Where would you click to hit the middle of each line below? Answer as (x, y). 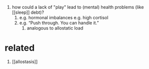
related (20, 48)
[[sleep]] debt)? (28, 12)
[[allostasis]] (25, 62)
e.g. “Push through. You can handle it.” (59, 23)
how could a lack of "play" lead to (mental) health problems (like (78, 7)
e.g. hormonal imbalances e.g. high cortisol (64, 17)
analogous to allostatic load (55, 28)
